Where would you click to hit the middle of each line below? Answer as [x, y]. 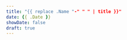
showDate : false [26, 22]
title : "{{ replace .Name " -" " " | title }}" [64, 11]
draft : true [20, 28]
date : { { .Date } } [28, 17]
